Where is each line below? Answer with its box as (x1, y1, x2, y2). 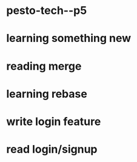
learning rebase (6, 87, 88, 101)
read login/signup (6, 143, 98, 157)
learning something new (6, 32, 132, 46)
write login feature (6, 115, 101, 128)
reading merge (6, 59, 82, 73)
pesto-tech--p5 (6, 4, 87, 18)
